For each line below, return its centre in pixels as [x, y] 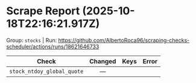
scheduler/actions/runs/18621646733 [53, 47]
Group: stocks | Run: [32, 40]
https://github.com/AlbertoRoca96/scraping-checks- [124, 40]
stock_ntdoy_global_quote [46, 71]
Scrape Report [43, 11]
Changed [103, 61]
